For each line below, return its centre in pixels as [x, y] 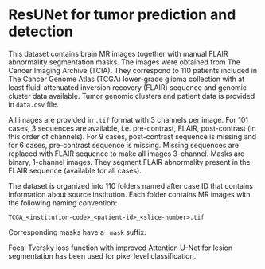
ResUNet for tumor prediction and [122, 15]
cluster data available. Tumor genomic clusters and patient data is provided [132, 96]
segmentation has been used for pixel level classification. [102, 255]
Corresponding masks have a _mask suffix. [77, 232]
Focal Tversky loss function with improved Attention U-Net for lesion [121, 248]
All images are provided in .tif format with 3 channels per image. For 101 [129, 119]
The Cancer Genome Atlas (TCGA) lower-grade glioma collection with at [127, 79]
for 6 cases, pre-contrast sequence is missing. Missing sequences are [124, 145]
